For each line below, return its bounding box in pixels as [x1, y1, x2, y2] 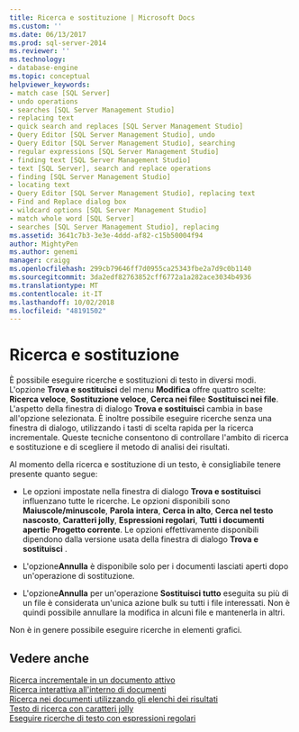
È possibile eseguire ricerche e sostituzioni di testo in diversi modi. [9, 375, 257, 385]
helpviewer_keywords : [9, 80, 91, 89]
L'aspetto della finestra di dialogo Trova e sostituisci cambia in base [9, 403, 263, 414]
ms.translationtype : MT [9, 281, 99, 290]
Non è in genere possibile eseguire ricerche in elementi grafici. [9, 625, 242, 636]
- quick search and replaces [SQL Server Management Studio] [9, 122, 244, 131]
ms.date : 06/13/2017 [9, 30, 87, 39]
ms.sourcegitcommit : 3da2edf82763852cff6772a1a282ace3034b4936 [9, 273, 252, 282]
